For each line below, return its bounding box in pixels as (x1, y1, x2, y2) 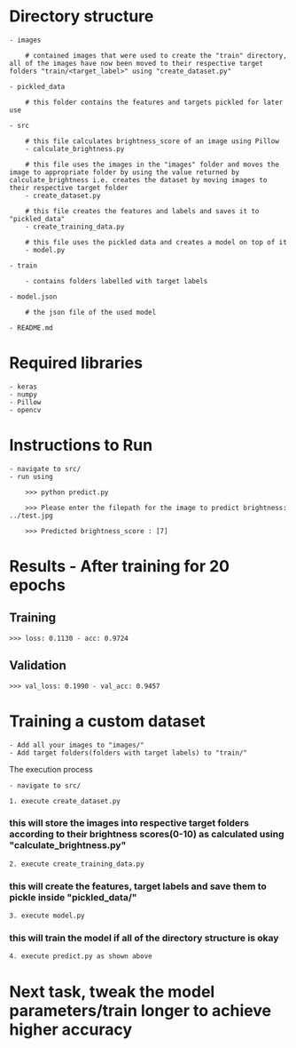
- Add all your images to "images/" (9, 740, 144, 749)
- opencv (9, 405, 42, 414)
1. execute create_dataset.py (9, 796, 121, 805)
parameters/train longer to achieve (9, 1000, 272, 1020)
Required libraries (9, 353, 144, 373)
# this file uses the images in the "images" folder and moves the (25, 160, 279, 169)
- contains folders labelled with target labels (25, 276, 208, 285)
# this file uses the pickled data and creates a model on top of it (25, 237, 288, 246)
